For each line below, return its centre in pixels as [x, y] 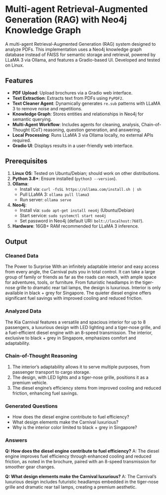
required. [22, 140]
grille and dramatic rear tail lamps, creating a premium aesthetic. [71, 487]
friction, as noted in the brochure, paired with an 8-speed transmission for [81, 462]
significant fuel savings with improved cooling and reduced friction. [74, 298]
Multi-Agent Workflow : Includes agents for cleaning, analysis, [76, 124]
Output [16, 241]
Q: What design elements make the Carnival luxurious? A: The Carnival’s [81, 477]
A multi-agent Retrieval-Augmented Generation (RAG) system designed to [81, 44]
